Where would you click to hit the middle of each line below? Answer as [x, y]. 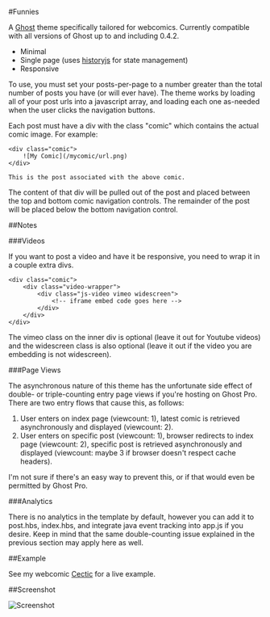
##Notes [23, 225]
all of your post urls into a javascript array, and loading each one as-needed [134, 101]
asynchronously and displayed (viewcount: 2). [97, 427]
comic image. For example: [53, 134]
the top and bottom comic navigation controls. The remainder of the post [129, 201]
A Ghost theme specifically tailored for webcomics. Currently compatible [129, 27]
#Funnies [24, 12]
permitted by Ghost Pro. [48, 485]
